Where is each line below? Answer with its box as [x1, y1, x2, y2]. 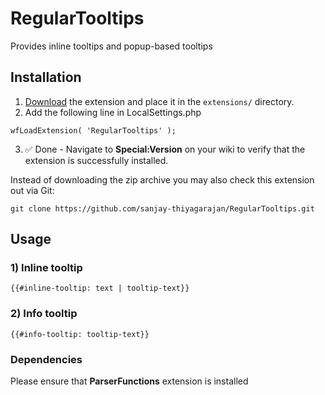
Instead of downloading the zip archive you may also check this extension [10, 173, 315, 186]
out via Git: [10, 184, 55, 196]
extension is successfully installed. [24, 154, 169, 166]
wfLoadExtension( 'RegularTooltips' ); [10, 125, 177, 136]
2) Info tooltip [10, 307, 78, 321]
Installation [10, 69, 82, 86]
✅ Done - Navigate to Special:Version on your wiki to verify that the [24, 143, 306, 155]
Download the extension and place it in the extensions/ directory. [24, 95, 295, 107]
